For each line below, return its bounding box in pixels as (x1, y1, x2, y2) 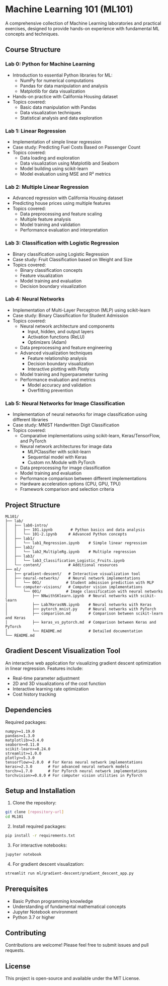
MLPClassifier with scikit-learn (27, 449, 92, 455)
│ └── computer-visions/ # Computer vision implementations (5, 584, 143, 589)
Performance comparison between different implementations (20, 476, 147, 482)
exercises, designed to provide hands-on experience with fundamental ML (5, 25, 160, 31)
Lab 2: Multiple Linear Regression (5, 183, 89, 190)
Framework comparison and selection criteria (20, 486, 114, 492)
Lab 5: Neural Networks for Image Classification (5, 400, 125, 407)
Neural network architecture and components (20, 323, 115, 329)
